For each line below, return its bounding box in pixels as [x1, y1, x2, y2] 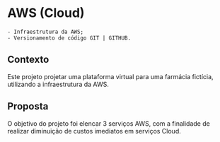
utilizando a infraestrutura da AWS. [7, 80, 110, 88]
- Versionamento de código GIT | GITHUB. [7, 34, 132, 42]
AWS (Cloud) [7, 5, 85, 21]
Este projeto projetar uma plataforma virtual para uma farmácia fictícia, [7, 72, 214, 81]
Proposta [7, 100, 49, 112]
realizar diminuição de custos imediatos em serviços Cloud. [7, 126, 182, 135]
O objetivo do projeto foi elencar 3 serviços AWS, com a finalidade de [7, 119, 210, 128]
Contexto [7, 54, 50, 66]
